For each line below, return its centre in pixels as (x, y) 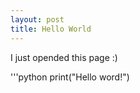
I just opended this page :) (64, 57)
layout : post (37, 19)
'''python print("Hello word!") (70, 77)
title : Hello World (51, 29)
